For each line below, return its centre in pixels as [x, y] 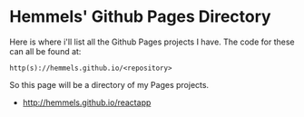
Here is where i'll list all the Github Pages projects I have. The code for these [152, 42]
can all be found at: [45, 51]
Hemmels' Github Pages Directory [140, 17]
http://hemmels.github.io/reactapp [87, 102]
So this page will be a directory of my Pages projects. [109, 84]
